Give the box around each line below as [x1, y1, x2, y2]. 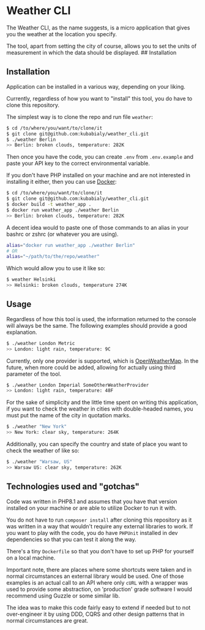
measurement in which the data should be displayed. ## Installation [6, 48, 177, 56]
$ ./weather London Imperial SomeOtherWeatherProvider [6, 382, 149, 388]
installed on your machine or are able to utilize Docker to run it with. [6, 504, 177, 512]
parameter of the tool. [6, 370, 62, 378]
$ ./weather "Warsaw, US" [6, 459, 72, 465]
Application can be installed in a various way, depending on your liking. [6, 83, 185, 90]
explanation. [6, 328, 38, 336]
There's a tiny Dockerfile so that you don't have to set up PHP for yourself [6, 547, 194, 555]
